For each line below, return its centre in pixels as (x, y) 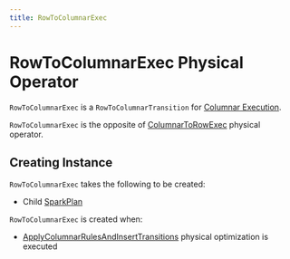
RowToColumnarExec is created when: (76, 219)
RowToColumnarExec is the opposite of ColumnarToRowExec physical (135, 124)
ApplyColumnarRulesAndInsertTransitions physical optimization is (145, 237)
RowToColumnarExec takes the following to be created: (107, 184)
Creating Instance (61, 163)
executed (40, 246)
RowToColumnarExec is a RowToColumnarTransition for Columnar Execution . (145, 107)
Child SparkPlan (53, 202)
